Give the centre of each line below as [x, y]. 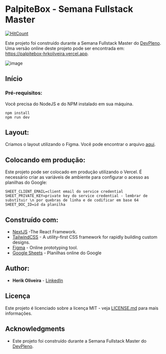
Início [14, 79]
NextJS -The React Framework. [44, 232]
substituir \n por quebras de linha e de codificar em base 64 [72, 200]
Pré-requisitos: [24, 93]
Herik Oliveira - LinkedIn [38, 280]
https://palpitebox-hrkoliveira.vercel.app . [47, 54]
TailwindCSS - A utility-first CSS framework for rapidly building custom [85, 237]
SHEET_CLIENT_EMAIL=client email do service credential [64, 192]
